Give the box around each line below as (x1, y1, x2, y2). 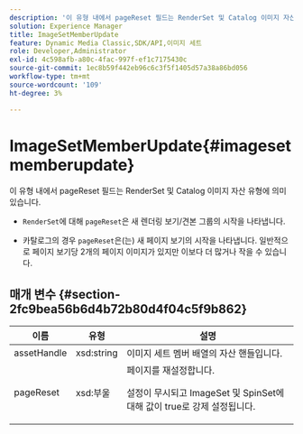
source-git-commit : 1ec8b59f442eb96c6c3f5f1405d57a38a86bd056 (9, 64, 248, 73)
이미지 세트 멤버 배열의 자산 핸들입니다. (126, 347, 283, 360)
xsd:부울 (75, 387, 111, 400)
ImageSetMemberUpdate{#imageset (9, 135, 291, 156)
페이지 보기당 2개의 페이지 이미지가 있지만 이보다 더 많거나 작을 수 (32, 246, 263, 257)
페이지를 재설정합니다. (126, 365, 215, 377)
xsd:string (75, 346, 119, 359)
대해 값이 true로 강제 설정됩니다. (126, 401, 256, 413)
